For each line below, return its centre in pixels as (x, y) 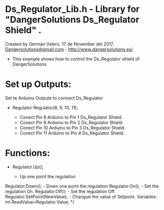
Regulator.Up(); (28, 167)
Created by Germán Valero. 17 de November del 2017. (60, 44)
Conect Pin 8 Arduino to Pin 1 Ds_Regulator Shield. (71, 117)
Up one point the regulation (48, 176)
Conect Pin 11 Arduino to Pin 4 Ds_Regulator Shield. (72, 133)
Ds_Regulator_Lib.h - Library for (72, 9)
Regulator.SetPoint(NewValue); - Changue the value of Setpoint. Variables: (81, 197)
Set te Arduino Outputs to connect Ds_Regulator (54, 98)
